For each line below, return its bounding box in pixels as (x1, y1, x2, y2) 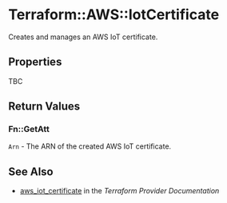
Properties (8, 55, 62, 69)
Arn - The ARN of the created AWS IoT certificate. (8, 141, 172, 151)
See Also (8, 165, 54, 178)
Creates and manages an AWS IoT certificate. (8, 32, 158, 42)
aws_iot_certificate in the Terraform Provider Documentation (19, 186, 220, 196)
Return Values (8, 100, 81, 113)
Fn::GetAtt (8, 124, 50, 135)
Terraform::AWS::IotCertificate (8, 6, 220, 24)
